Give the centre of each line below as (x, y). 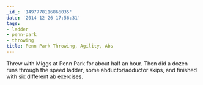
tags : (13, 23)
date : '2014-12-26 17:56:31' (43, 18)
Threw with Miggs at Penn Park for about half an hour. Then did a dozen (97, 63)
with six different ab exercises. (45, 76)
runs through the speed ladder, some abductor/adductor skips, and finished (102, 70)
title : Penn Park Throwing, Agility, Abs (60, 46)
